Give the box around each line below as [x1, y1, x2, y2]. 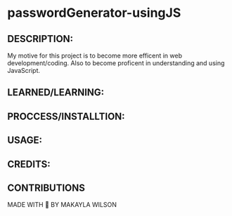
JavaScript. [7, 67, 41, 74]
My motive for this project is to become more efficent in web [7, 51, 183, 60]
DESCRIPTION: [7, 33, 74, 45]
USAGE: [7, 135, 43, 147]
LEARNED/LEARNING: [7, 86, 105, 99]
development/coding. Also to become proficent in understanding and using [7, 59, 225, 67]
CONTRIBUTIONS [7, 182, 86, 194]
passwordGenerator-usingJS [7, 5, 181, 21]
